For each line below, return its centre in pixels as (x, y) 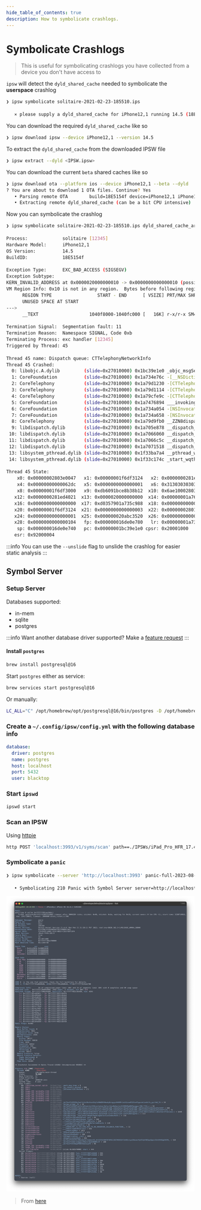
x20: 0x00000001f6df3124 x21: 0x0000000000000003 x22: (87, 510)
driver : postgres (33, 753)
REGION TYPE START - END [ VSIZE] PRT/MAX (104, 295)
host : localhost (32, 766)
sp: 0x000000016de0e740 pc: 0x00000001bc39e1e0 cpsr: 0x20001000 (103, 529)
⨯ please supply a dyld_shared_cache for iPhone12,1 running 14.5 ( (101, 115)
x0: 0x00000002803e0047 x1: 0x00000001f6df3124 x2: (88, 478)
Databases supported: (33, 602)
